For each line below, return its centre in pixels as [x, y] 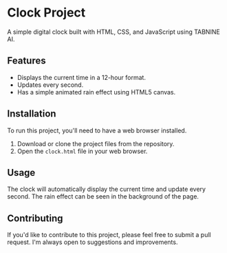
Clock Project [46, 13]
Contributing [35, 218]
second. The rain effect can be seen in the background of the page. [103, 196]
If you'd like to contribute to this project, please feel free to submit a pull [109, 235]
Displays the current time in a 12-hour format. [82, 77]
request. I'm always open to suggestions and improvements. [93, 242]
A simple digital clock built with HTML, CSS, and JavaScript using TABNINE [113, 32]
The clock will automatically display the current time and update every [107, 189]
